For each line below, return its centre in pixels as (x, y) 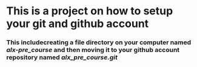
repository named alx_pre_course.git (62, 57)
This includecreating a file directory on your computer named (99, 42)
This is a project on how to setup (90, 11)
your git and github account (78, 24)
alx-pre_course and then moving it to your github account (93, 50)
